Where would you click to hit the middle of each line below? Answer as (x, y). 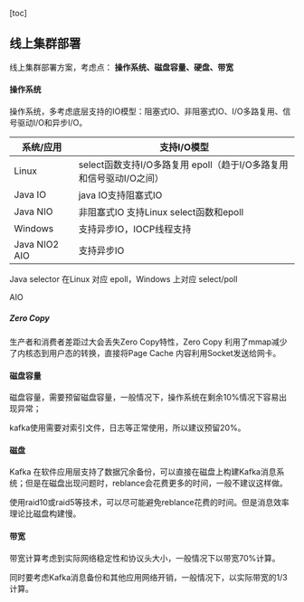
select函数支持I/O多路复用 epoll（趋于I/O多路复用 (183, 165)
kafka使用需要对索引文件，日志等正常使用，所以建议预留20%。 (128, 428)
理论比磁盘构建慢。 (45, 513)
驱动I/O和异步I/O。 (52, 123)
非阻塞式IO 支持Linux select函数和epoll (161, 212)
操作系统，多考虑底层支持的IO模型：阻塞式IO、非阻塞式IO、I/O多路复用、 (146, 111)
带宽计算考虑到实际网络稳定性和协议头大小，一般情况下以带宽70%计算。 (145, 558)
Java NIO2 (37, 245)
